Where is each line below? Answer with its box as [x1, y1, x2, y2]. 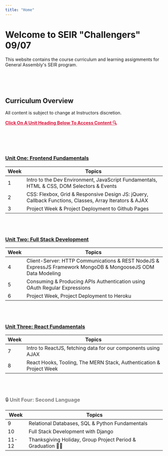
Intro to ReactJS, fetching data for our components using [26, 345, 160, 352]
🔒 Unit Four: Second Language [5, 396, 80, 403]
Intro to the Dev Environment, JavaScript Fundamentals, [26, 176, 157, 183]
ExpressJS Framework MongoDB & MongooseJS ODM [26, 263, 154, 270]
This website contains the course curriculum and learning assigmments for [5, 56, 159, 62]
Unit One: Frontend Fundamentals [5, 155, 89, 162]
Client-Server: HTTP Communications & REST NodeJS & [26, 257, 159, 264]
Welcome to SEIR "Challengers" [5, 29, 141, 40]
